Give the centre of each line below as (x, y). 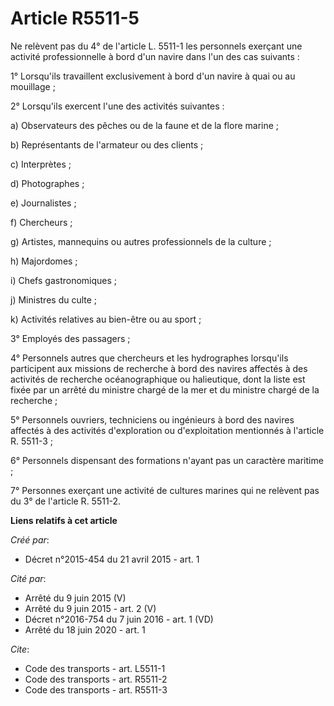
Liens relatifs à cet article (64, 520)
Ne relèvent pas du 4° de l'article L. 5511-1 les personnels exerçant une (156, 46)
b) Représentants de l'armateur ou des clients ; (107, 144)
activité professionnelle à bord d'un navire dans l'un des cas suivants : (155, 56)
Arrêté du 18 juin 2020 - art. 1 (85, 629)
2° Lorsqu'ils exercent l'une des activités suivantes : (117, 106)
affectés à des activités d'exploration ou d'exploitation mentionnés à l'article (167, 430)
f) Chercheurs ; (41, 222)
